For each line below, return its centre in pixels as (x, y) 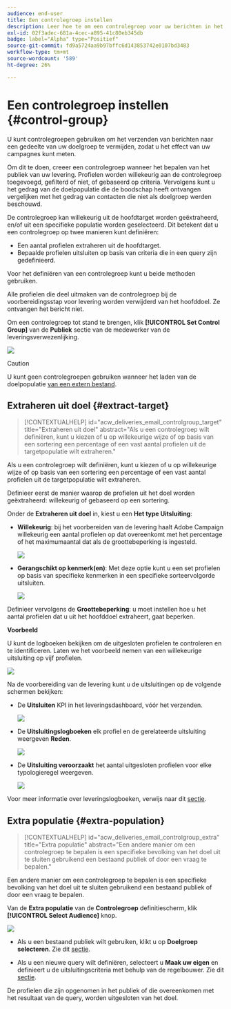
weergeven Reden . (44, 739)
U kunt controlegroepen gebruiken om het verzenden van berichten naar (110, 139)
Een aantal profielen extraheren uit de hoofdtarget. (89, 245)
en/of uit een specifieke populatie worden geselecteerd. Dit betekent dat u (113, 225)
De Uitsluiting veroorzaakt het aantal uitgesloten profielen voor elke (114, 765)
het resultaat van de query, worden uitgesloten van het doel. (93, 998)
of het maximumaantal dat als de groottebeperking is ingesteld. (107, 542)
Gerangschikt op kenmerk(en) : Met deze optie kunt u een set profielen (119, 568)
